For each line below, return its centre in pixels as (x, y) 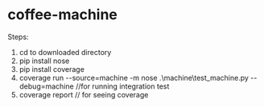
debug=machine (46, 86)
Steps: (18, 37)
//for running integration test (122, 86)
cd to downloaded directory (65, 52)
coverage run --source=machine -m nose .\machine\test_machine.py (134, 77)
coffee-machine (63, 15)
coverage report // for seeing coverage (84, 94)
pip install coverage (52, 69)
